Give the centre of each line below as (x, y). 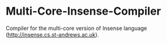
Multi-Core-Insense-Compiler (83, 11)
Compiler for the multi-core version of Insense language (76, 28)
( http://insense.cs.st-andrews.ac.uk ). (52, 34)
